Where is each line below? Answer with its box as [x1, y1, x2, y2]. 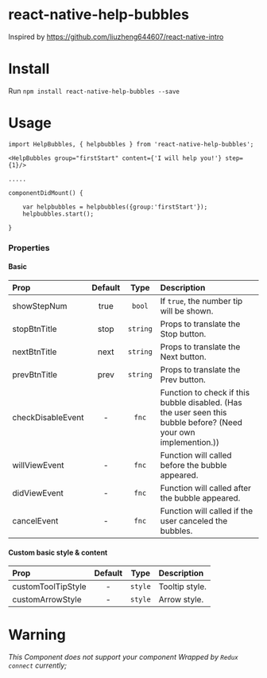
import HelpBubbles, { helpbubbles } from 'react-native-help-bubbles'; [8, 140, 254, 148]
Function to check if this [160, 387, 250, 398]
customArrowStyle [12, 594, 82, 606]
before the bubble [160, 459, 227, 470]
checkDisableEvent [12, 411, 85, 423]
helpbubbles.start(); [22, 209, 94, 218]
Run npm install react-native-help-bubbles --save [8, 86, 180, 95]
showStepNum [12, 300, 68, 311]
